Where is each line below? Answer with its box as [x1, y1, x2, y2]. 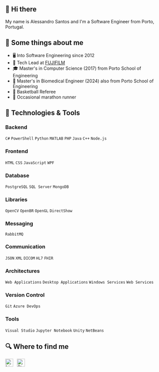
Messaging [5, 220, 34, 227]
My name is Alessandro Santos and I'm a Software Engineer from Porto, [5, 18, 154, 24]
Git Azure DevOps [5, 304, 41, 309]
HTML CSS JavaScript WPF [5, 160, 55, 165]
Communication [5, 243, 45, 250]
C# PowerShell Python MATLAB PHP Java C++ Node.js [5, 136, 107, 142]
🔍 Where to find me [5, 342, 69, 351]
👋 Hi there [5, 5, 37, 14]
